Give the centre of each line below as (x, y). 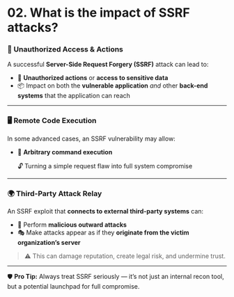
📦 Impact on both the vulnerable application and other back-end (112, 86)
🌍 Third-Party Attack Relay (55, 193)
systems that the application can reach (74, 96)
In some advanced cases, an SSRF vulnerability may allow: (91, 138)
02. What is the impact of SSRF (99, 13)
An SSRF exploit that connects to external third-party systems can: (106, 211)
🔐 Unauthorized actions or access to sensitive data (93, 78)
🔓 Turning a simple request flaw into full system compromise (105, 166)
